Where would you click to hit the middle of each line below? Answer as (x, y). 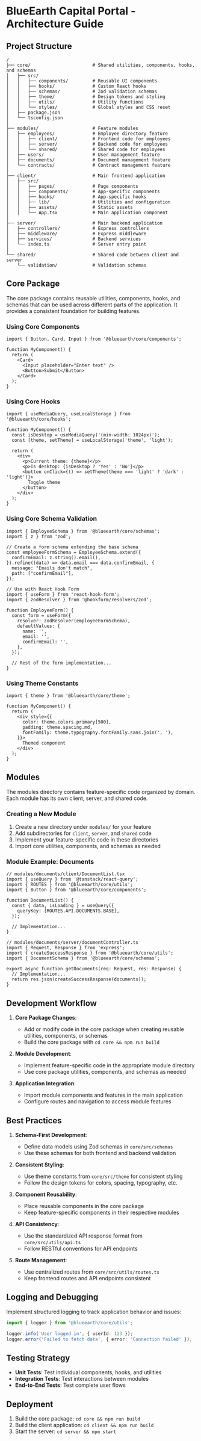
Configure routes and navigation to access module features (97, 1102)
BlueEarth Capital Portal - (71, 11)
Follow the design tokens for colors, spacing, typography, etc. (100, 1183)
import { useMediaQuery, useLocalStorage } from (68, 414)
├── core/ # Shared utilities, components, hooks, (101, 65)
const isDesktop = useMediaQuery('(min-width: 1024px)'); (86, 435)
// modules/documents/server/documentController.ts (72, 943)
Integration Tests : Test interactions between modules (82, 1379)
